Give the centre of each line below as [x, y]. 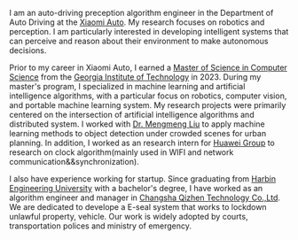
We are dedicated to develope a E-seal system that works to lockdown [138, 207]
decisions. [28, 50]
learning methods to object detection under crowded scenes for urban [138, 133]
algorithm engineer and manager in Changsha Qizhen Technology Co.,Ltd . [145, 197]
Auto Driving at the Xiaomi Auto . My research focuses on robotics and [137, 22]
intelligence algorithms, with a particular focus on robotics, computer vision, [148, 96]
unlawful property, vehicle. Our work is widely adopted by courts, [129, 217]
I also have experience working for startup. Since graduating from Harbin [143, 179]
